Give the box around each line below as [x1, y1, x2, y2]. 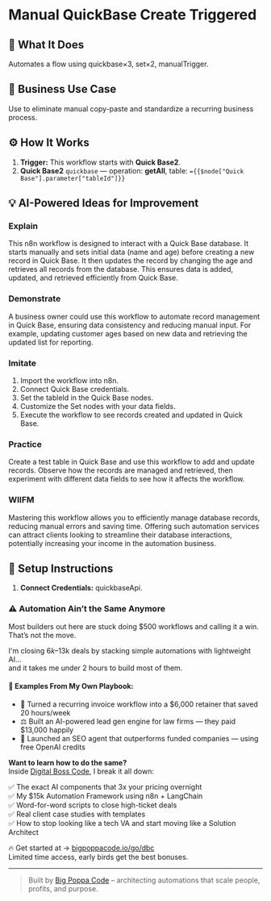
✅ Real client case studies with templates [8, 809, 146, 819]
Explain [8, 220, 39, 232]
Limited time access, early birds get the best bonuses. [8, 852, 189, 861]
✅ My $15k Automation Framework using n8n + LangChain [8, 790, 203, 800]
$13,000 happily [19, 724, 74, 735]
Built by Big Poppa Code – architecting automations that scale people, [27, 875, 261, 885]
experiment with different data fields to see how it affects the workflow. [8, 474, 245, 484]
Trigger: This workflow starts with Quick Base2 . [19, 157, 181, 167]
